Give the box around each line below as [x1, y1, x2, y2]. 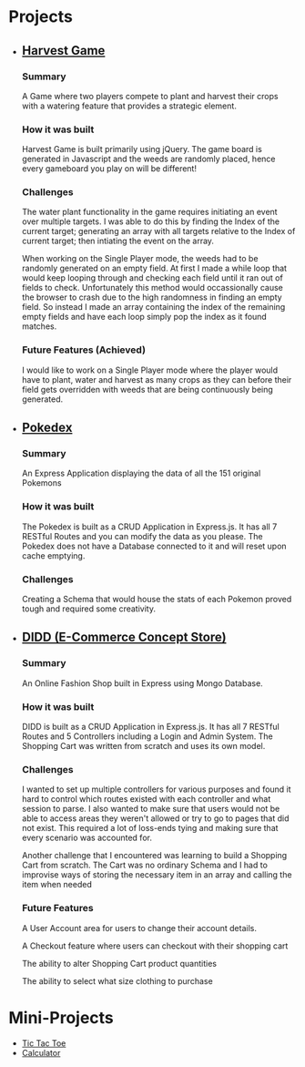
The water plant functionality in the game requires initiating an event [21, 207, 279, 218]
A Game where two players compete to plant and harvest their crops [21, 90, 279, 101]
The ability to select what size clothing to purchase [21, 975, 213, 986]
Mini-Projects [8, 1007, 115, 1028]
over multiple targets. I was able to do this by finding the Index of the [21, 216, 280, 227]
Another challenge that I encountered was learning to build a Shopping [21, 850, 288, 861]
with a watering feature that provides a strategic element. [21, 100, 238, 111]
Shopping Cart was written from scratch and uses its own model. [21, 741, 266, 752]
